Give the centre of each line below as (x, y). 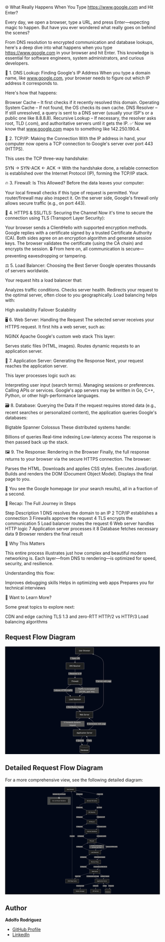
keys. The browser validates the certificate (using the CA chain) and (74, 243)
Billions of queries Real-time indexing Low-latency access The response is (81, 437)
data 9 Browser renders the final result (44, 534)
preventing (16, 256)
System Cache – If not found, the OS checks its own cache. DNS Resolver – (81, 108)
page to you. (18, 479)
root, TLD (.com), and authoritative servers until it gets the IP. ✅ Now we (78, 123)
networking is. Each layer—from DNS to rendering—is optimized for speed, (81, 558)
